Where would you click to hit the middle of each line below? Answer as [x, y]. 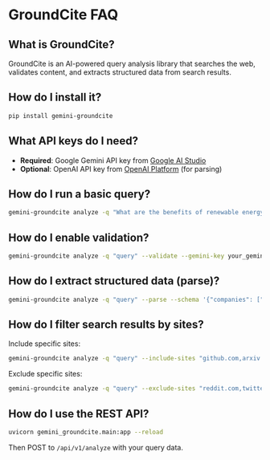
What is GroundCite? [61, 45]
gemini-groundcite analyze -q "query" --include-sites [102, 359]
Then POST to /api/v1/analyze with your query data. [96, 447]
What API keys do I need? [74, 141]
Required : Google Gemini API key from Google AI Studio [113, 160]
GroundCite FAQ [63, 15]
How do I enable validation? [79, 237]
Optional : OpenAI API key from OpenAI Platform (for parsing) [121, 169]
